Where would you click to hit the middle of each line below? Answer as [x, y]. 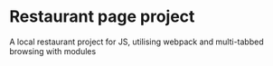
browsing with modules [53, 51]
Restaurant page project [102, 17]
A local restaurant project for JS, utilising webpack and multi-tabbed [136, 42]
